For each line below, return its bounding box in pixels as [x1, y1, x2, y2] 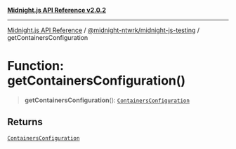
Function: [7, 58, 65, 74]
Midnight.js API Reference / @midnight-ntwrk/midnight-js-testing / [7, 26, 200, 34]
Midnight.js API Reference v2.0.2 [7, 6, 107, 14]
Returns [7, 116, 44, 128]
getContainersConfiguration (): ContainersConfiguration [24, 96, 190, 104]
